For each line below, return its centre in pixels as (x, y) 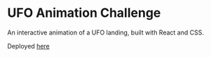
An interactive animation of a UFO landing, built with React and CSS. (106, 32)
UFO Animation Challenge (84, 13)
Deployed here (29, 46)
